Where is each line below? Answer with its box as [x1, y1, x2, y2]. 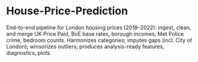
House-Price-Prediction [6, 4, 128, 18]
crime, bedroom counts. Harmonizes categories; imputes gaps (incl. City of [6, 36, 193, 44]
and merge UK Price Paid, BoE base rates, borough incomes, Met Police [6, 30, 184, 37]
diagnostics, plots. [6, 49, 52, 56]
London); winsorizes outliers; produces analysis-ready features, [6, 43, 165, 50]
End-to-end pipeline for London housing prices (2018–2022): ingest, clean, [6, 24, 191, 31]
